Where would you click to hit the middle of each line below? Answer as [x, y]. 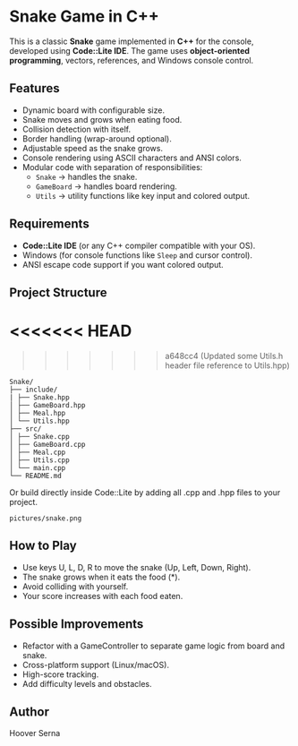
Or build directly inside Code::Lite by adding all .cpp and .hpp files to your [145, 492]
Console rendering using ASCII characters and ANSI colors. [132, 158]
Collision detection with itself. [77, 129]
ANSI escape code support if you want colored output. [123, 264]
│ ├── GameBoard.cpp [48, 444]
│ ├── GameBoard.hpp [48, 405]
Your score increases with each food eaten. [102, 596]
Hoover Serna [35, 733]
